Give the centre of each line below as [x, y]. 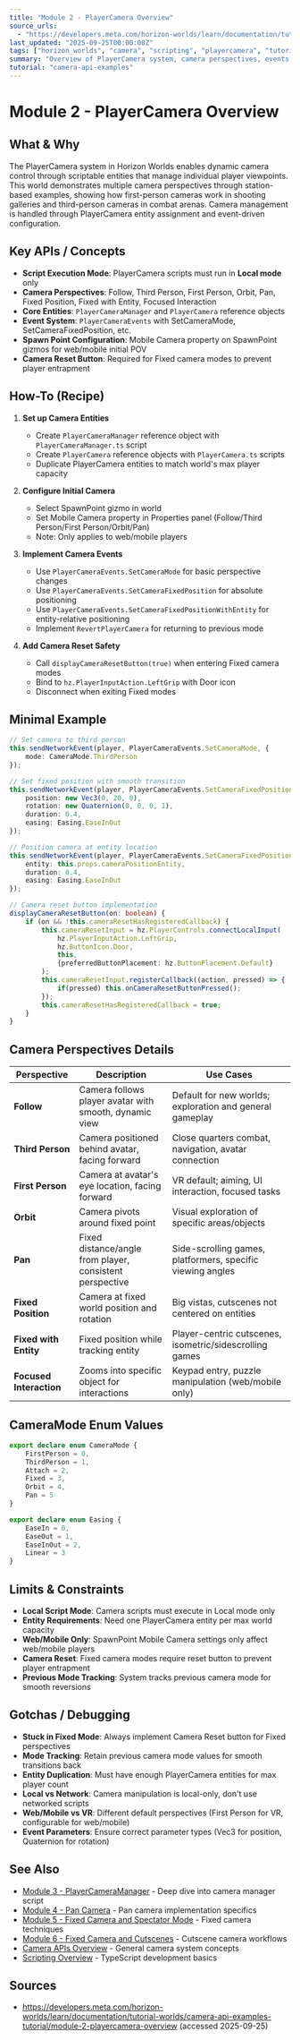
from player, [104, 1260]
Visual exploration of [215, 1212]
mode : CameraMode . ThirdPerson [82, 757]
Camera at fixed [112, 1297]
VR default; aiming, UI [217, 1181]
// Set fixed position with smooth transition [97, 781]
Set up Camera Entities [66, 418]
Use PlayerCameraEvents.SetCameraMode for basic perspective [148, 571]
